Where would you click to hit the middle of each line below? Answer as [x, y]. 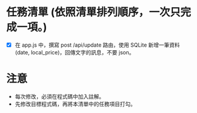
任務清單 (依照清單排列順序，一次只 [93, 12]
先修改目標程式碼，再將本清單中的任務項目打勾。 [75, 104]
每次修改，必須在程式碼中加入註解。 [60, 96]
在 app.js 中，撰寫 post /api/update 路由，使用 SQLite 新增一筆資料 [97, 45]
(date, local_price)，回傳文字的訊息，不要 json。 [75, 52]
